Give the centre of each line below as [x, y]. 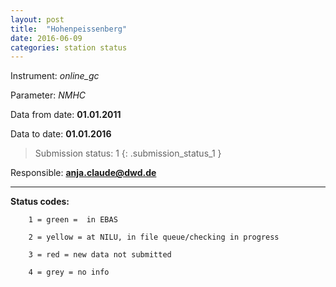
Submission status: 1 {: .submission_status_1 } [128, 153]
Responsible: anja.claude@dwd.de [83, 173]
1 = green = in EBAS [73, 220]
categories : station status [69, 47]
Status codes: [40, 202]
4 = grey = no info [69, 272]
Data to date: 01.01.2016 [61, 134]
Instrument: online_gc [55, 76]
